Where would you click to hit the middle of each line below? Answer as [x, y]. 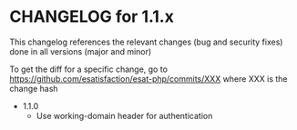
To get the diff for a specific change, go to [89, 69]
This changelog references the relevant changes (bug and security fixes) [146, 42]
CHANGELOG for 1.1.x [92, 17]
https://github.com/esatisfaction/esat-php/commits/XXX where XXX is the [148, 78]
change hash [34, 88]
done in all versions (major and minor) [81, 51]
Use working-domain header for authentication [124, 115]
